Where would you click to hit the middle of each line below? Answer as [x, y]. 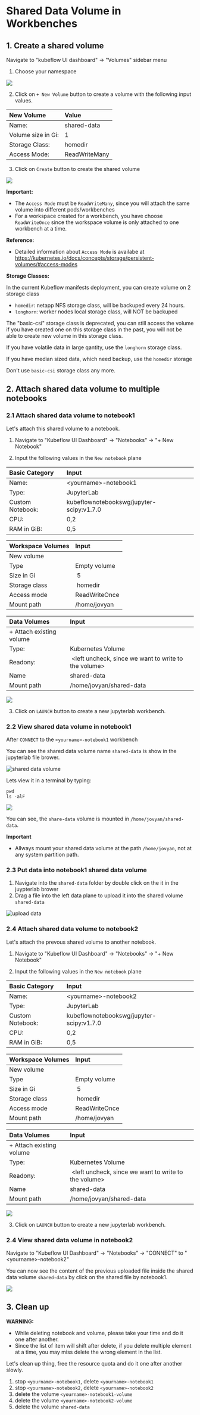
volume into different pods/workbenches [65, 209]
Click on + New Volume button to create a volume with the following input [103, 94]
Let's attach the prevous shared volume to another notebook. [81, 942]
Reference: [20, 240]
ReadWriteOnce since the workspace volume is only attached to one [97, 222]
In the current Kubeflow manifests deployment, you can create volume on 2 [99, 287]
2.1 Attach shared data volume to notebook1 [71, 415]
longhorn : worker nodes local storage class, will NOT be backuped [96, 312]
